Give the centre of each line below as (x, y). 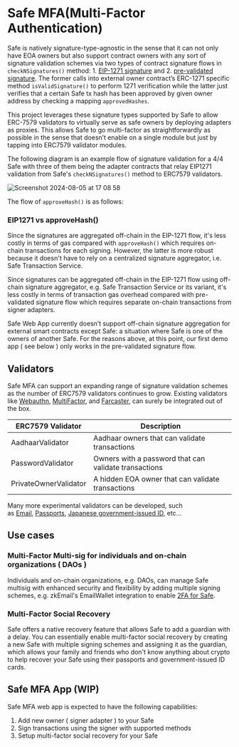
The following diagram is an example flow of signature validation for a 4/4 (116, 159)
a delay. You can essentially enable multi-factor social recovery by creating (117, 637)
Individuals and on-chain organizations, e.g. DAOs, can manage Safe (108, 580)
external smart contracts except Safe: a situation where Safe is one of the (115, 331)
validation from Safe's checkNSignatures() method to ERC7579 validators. (115, 174)
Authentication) (55, 28)
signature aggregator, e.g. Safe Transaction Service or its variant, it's (126, 287)
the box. (20, 409)
